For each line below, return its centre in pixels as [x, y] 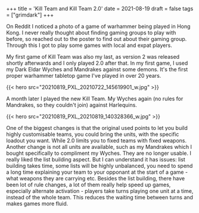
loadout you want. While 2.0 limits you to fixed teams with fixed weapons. [97, 141]
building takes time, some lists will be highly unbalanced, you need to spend [99, 166]
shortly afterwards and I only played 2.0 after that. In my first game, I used [97, 63]
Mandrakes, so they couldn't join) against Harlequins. [71, 105]
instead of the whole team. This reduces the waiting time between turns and [100, 197]
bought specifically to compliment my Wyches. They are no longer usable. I [99, 153]
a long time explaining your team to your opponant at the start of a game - [97, 172]
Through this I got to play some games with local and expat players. [89, 45]
